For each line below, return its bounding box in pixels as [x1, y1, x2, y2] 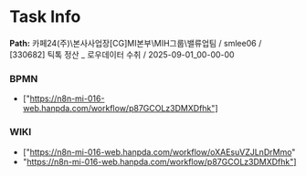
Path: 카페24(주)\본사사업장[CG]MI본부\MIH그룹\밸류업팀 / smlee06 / [9, 37, 262, 48]
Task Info [9, 6, 81, 27]
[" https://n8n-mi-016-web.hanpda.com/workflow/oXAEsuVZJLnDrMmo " [22, 146, 296, 157]
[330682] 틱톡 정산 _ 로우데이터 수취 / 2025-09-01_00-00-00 [9, 48, 235, 60]
